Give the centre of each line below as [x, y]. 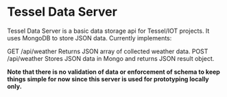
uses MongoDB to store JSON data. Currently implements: [89, 38]
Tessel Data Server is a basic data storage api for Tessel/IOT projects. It [108, 31]
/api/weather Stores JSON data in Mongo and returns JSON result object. [111, 58]
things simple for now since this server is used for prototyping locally [108, 79]
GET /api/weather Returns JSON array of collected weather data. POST [108, 51]
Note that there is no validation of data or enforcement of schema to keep [114, 72]
